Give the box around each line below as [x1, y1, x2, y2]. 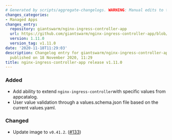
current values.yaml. [12, 104, 56, 110]
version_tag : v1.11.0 [10, 41, 56, 46]
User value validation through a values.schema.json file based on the [12, 99, 159, 105]
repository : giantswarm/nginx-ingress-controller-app [10, 27, 127, 32]
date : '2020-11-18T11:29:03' [5, 45, 68, 51]
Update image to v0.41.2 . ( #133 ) [12, 129, 81, 135]
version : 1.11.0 [10, 36, 45, 41]
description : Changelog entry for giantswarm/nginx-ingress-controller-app [5, 50, 170, 55]
